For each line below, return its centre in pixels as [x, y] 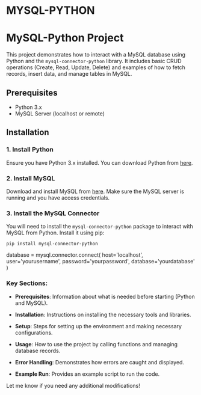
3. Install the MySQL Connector [53, 213]
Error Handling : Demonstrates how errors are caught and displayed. [100, 362]
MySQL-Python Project [65, 38]
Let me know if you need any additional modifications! [73, 385]
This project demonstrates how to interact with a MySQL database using [96, 55]
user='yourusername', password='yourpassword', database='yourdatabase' [101, 262]
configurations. [34, 332]
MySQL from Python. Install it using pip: [55, 233]
